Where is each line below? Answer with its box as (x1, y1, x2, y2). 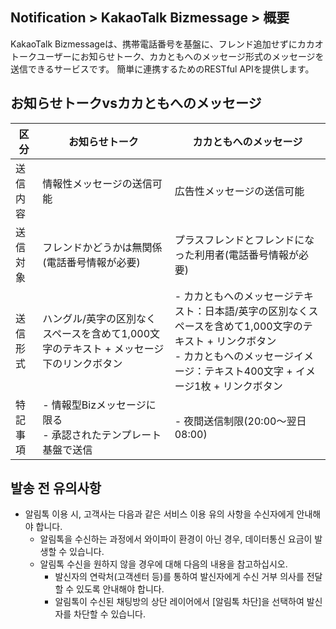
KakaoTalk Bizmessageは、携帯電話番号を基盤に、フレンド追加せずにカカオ (10, 38, 324, 50)
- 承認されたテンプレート (42, 428, 162, 442)
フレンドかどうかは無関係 (42, 240, 163, 254)
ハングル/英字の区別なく (42, 311, 157, 325)
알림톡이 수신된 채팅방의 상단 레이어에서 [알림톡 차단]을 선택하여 (54, 596, 305, 608)
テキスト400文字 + (204, 364, 293, 378)
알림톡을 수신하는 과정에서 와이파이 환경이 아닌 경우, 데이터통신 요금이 (39, 533, 313, 545)
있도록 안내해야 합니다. (76, 583, 165, 595)
